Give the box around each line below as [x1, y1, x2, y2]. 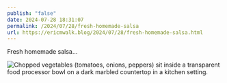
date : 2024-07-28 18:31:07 [7, 16, 84, 23]
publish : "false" [7, 10, 57, 17]
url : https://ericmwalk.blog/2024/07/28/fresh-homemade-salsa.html [7, 29, 204, 36]
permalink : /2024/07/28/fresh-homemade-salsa [7, 22, 139, 29]
